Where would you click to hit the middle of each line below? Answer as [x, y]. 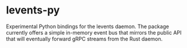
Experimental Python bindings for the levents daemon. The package [88, 26]
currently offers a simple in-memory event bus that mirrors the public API [94, 32]
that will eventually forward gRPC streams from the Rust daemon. [84, 39]
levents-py [33, 10]
